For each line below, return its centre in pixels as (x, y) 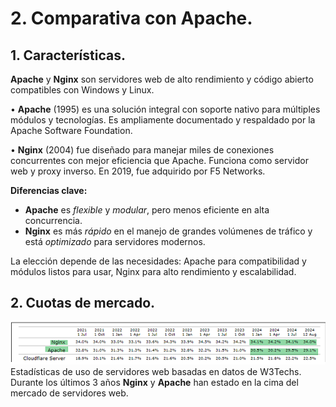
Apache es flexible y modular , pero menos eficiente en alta (147, 210)
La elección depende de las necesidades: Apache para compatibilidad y (158, 261)
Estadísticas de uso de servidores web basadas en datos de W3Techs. (156, 372)
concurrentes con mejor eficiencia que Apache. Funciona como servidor (159, 160)
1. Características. (68, 55)
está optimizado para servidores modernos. (115, 241)
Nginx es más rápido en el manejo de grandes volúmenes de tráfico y (168, 231)
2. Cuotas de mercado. (83, 303)
